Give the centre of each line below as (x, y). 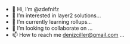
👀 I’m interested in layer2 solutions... (56, 15)
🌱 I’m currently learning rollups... (52, 22)
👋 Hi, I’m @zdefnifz (35, 9)
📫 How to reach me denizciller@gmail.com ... (68, 35)
